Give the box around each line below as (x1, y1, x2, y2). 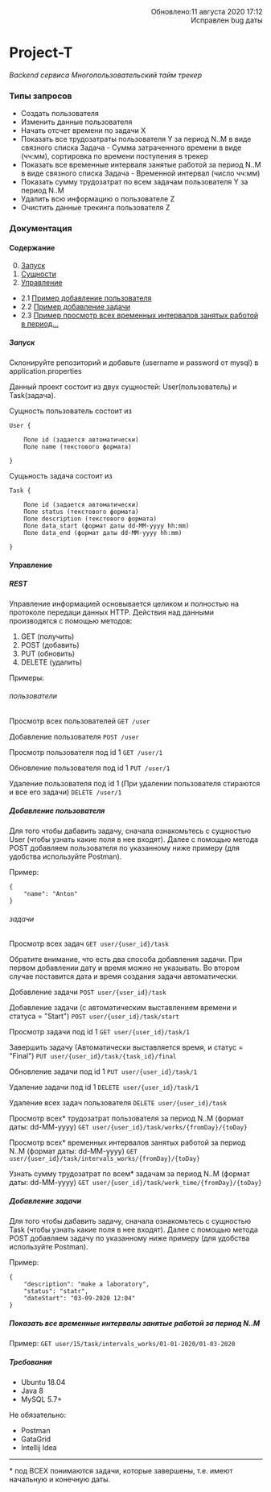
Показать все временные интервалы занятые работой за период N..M (9, 1318, 261, 1328)
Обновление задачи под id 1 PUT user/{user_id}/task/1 (9, 1067, 198, 1076)
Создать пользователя (20, 109, 100, 118)
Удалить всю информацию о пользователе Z (20, 194, 175, 204)
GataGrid (20, 1434, 51, 1444)
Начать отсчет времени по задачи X (20, 126, 146, 135)
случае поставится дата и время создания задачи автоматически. (9, 972, 238, 981)
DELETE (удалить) (20, 657, 83, 667)
